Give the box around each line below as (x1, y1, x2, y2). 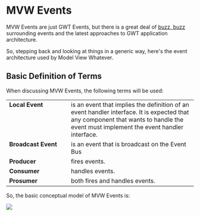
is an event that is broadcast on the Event (71, 140, 186, 148)
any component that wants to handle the (71, 115, 184, 124)
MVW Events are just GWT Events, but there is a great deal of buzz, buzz (6, 23, 186, 30)
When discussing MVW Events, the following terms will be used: (6, 87, 164, 94)
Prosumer (9, 177, 37, 185)
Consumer (9, 166, 40, 175)
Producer (9, 157, 36, 165)
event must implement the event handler (71, 123, 183, 131)
